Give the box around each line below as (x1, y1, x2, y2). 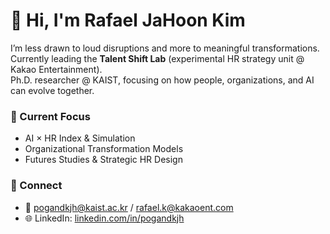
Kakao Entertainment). (10, 63, 103, 75)
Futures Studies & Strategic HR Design (24, 154, 183, 166)
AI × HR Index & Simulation (24, 132, 136, 144)
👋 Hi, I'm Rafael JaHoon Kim (10, 9, 246, 32)
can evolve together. (10, 84, 95, 96)
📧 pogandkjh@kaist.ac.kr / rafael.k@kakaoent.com (24, 201, 234, 213)
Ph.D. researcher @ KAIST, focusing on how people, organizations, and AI (10, 74, 315, 86)
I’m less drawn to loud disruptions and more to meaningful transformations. (10, 42, 320, 54)
